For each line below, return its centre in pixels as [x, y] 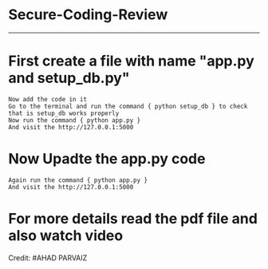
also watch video [66, 235]
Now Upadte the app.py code [107, 159]
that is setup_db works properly [64, 113]
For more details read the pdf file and [133, 219]
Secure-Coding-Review [88, 15]
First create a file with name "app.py [132, 61]
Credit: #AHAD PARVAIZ [48, 258]
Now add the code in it [48, 99]
